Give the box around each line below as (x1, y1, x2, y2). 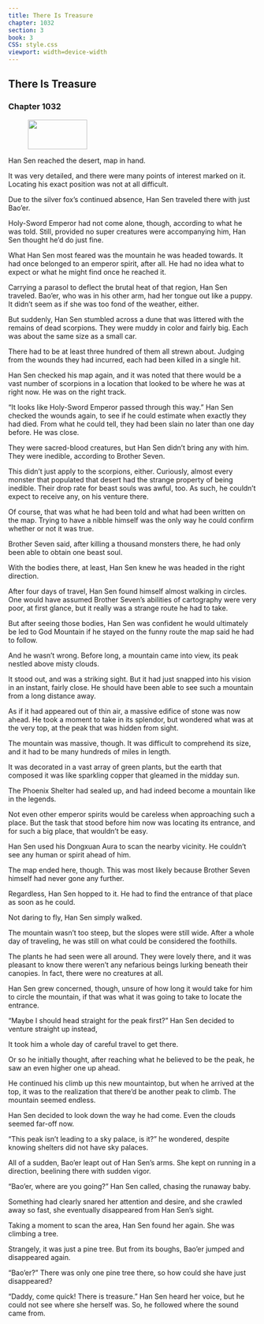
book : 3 (8, 33, 34, 42)
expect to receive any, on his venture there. (8, 491, 149, 501)
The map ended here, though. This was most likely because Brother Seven (8, 865, 251, 875)
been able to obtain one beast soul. (8, 547, 123, 557)
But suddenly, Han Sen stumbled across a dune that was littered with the (8, 314, 244, 324)
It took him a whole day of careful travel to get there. (8, 1039, 179, 1048)
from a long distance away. (8, 691, 96, 700)
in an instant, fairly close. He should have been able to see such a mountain (8, 682, 254, 692)
